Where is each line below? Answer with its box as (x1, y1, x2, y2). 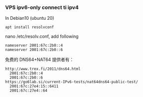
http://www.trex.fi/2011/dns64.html (5, 66, 81, 72)
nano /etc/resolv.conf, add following (5, 34, 79, 40)
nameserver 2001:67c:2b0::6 (5, 48, 63, 52)
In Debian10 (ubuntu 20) (5, 15, 54, 21)
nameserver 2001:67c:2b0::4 (5, 43, 63, 48)
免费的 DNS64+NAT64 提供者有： (5, 56, 74, 63)
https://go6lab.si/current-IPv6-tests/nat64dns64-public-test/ (5, 80, 139, 85)
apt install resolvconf (5, 25, 54, 30)
